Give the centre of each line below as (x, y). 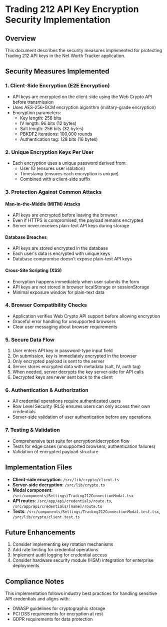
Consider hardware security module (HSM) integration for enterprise (83, 560)
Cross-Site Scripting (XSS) (33, 270)
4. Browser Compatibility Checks (46, 305)
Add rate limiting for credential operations (55, 550)
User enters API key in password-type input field (62, 351)
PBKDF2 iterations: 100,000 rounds (56, 134)
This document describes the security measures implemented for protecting (84, 50)
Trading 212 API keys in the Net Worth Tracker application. (65, 56)
